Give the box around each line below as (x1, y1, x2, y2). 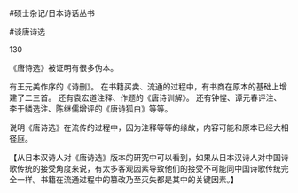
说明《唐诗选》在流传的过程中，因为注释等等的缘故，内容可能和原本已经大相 (9, 122, 289, 133)
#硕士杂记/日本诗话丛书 (9, 8, 95, 18)
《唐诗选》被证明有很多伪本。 (9, 63, 118, 73)
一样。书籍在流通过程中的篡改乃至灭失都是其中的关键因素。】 (16, 174, 239, 184)
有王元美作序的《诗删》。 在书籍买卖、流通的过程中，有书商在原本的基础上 (9, 81, 279, 91)
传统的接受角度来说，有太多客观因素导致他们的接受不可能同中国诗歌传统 (16, 163, 281, 174)
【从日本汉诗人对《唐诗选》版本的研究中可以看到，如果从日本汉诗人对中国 (9, 152, 281, 162)
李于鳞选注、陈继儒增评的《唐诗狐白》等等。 (9, 104, 173, 113)
